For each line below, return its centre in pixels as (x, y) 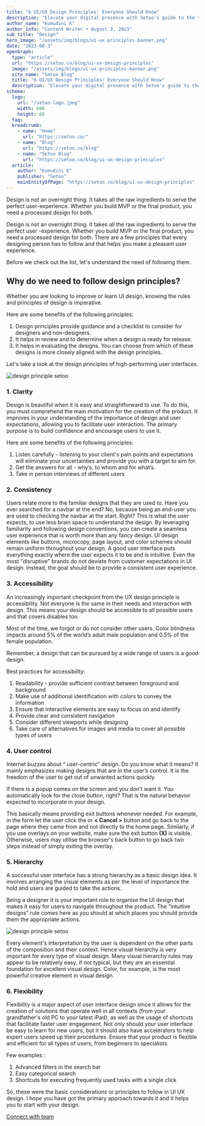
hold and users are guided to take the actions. (64, 888)
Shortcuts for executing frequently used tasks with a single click (96, 1080)
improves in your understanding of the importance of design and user (94, 417)
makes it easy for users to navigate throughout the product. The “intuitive (99, 906)
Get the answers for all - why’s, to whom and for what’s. (85, 467)
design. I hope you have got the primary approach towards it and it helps (98, 1099)
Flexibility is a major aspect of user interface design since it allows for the (99, 1005)
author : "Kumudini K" (45, 171)
